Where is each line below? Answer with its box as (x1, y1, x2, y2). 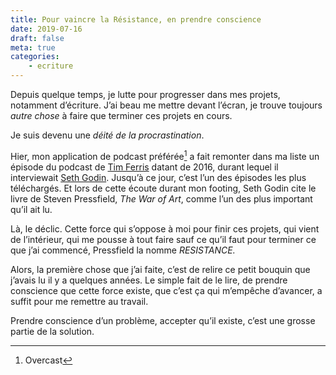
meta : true (10, 42, 56, 53)
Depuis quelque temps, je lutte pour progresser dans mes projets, (10, 89, 281, 100)
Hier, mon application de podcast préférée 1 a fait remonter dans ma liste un (10, 149, 320, 162)
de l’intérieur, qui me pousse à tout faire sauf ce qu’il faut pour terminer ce (10, 233, 317, 245)
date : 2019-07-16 (10, 24, 83, 34)
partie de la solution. (10, 325, 95, 337)
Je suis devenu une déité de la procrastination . (10, 129, 205, 141)
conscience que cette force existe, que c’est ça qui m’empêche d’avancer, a (10, 284, 323, 296)
